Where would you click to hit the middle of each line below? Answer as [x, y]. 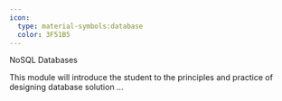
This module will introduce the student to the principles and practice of [141, 78]
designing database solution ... [66, 87]
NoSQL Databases [44, 60]
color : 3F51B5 [44, 34]
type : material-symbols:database [80, 26]
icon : [19, 18]
